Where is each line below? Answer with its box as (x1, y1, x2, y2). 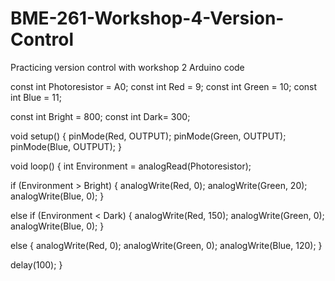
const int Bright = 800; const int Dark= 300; (10, 110, 191, 122)
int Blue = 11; (10, 91, 62, 103)
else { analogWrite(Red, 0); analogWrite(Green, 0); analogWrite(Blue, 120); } (10, 239, 323, 251)
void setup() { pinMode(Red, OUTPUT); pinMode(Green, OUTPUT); (10, 130, 287, 142)
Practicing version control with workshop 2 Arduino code (10, 61, 245, 73)
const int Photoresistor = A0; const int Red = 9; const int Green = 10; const (10, 80, 318, 92)
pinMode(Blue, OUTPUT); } (10, 140, 122, 152)
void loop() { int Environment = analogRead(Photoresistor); (10, 160, 252, 172)
